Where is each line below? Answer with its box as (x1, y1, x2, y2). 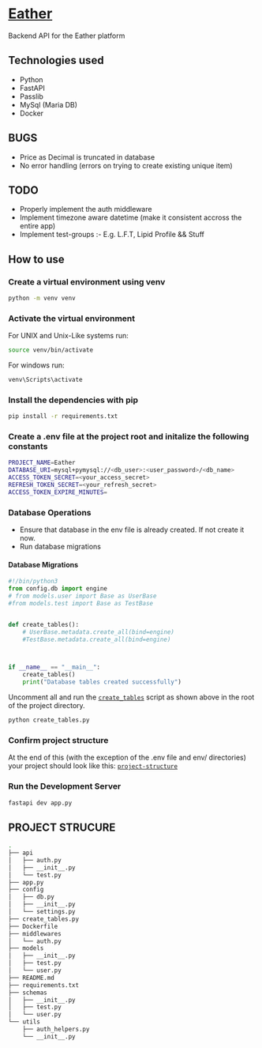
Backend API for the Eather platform (8, 31, 125, 40)
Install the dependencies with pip (8, 394, 138, 405)
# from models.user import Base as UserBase (8, 592, 157, 601)
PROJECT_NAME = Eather (8, 459, 77, 467)
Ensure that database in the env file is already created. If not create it (19, 525, 245, 534)
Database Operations (8, 507, 92, 518)
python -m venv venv (8, 294, 77, 303)
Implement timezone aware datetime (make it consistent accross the (19, 213, 242, 222)
